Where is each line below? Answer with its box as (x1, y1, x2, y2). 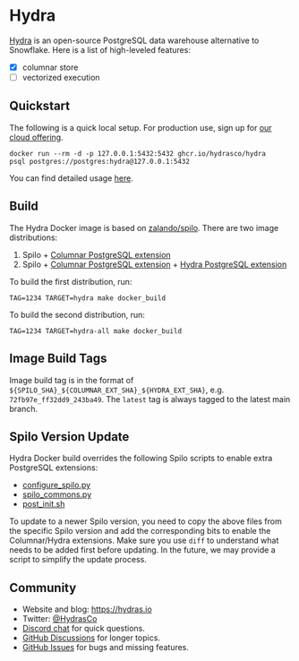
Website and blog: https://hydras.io (21, 604, 152, 614)
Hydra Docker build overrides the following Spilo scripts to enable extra (9, 453, 273, 464)
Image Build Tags (9, 351, 107, 366)
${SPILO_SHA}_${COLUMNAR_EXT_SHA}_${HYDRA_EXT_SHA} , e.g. (9, 384, 225, 395)
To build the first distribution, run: (9, 276, 132, 287)
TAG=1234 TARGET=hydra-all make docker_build (9, 326, 182, 336)
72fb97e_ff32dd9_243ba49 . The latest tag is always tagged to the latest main (9, 393, 291, 404)
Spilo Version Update (9, 429, 130, 444)
